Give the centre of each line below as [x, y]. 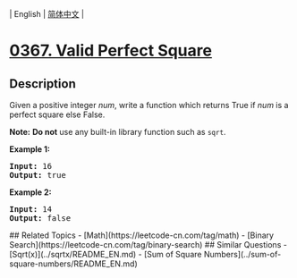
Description [42, 84]
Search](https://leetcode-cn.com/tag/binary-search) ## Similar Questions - [148, 244]
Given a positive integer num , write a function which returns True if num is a [149, 105]
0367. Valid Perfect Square [111, 51]
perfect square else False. [57, 114]
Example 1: [30, 149]
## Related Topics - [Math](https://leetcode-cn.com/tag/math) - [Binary [142, 235]
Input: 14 [30, 209]
